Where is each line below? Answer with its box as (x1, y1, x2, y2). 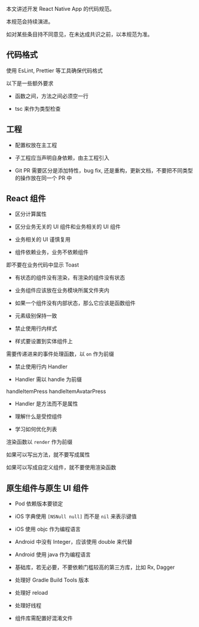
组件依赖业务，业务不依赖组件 (14, 249, 88, 256)
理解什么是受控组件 (14, 413, 63, 420)
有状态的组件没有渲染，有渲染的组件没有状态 (14, 274, 125, 281)
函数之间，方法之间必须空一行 (14, 92, 88, 99)
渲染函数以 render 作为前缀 (6, 438, 73, 446)
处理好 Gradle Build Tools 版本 (14, 577, 90, 584)
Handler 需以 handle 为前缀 (14, 376, 82, 383)
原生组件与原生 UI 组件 (6, 483, 89, 493)
